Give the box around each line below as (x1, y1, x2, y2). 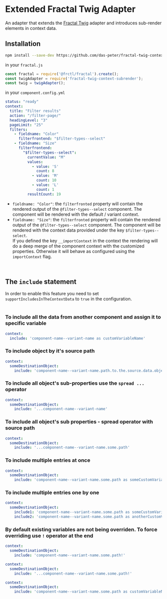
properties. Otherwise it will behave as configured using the (12, 248, 135, 254)
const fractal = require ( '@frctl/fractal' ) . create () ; (5, 71, 119, 77)
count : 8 (36, 169, 55, 173)
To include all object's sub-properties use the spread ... (5, 380, 145, 387)
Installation (5, 40, 41, 48)
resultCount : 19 (27, 191, 61, 197)
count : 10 (36, 178, 57, 183)
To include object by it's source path (5, 347, 95, 354)
